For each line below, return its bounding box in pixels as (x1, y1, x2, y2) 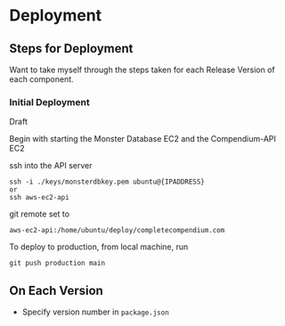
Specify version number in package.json (21, 306, 169, 317)
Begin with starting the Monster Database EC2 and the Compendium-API (9, 134, 276, 144)
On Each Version (9, 282, 104, 298)
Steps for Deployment (9, 41, 134, 56)
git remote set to (9, 208, 69, 219)
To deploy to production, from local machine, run (9, 241, 189, 252)
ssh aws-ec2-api (9, 193, 69, 202)
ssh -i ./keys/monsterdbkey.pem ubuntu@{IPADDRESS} (9, 177, 205, 187)
